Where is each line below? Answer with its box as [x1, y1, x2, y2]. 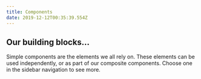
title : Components [6, 9, 53, 15]
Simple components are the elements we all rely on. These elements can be [6, 53, 196, 61]
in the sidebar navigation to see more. [6, 66, 101, 74]
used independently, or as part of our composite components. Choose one [6, 60, 193, 67]
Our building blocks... [6, 37, 90, 47]
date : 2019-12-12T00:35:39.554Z [6, 15, 88, 21]
